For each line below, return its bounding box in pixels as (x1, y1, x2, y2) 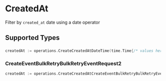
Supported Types (5, 34, 60, 42)
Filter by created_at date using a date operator (5, 19, 100, 25)
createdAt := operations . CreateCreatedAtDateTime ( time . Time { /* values (5, 48, 154, 53)
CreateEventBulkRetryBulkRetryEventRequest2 (5, 60, 122, 67)
